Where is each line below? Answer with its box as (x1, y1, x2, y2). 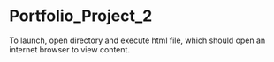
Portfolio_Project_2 (9, 6, 153, 26)
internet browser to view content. (9, 44, 131, 54)
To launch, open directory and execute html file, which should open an (9, 35, 266, 45)
